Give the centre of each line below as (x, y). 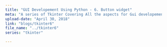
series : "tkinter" (24, 33)
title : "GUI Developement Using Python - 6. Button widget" (69, 10)
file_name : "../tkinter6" (32, 28)
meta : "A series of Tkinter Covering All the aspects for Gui (71, 14)
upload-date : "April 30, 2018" (38, 19)
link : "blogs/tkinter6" (30, 23)
